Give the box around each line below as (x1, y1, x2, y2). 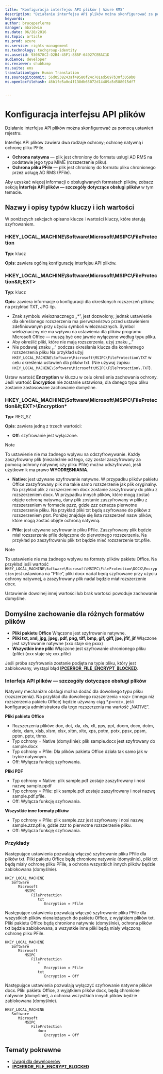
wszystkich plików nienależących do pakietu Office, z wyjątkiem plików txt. (5, 915, 155, 921)
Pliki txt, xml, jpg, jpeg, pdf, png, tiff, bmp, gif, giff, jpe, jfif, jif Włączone (12, 635, 157, 641)
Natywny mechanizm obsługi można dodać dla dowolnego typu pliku (5, 688, 143, 695)
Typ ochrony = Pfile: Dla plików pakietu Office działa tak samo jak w (12, 749, 148, 754)
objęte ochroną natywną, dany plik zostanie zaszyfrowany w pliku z (12, 497, 148, 503)
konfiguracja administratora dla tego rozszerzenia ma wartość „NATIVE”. (5, 704, 149, 710)
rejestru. (5, 130, 22, 136)
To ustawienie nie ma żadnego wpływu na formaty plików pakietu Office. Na (5, 556, 157, 562)
